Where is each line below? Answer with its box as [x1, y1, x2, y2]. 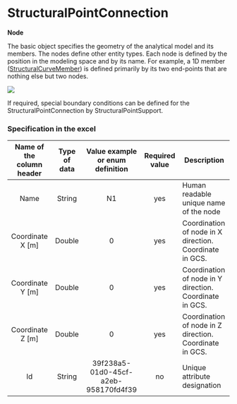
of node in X [182, 227, 223, 237]
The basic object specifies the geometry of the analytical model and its [7, 42, 214, 50]
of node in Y [182, 274, 223, 283]
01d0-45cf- [90, 367, 133, 377]
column [16, 160, 43, 170]
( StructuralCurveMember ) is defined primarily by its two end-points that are [7, 64, 227, 73]
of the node [182, 207, 221, 216]
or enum [97, 155, 126, 165]
